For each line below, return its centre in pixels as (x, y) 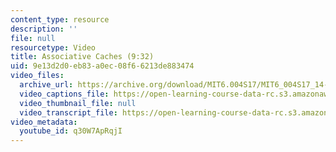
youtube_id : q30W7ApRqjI (71, 131)
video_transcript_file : (68, 112)
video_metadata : (44, 122)
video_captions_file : (64, 94)
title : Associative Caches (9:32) (82, 57)
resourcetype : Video (53, 47)
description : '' (44, 29)
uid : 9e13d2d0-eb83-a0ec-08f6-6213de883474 (102, 66)
